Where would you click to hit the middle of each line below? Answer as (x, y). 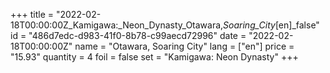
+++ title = (32, 14)
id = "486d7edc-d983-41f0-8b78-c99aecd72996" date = (128, 35)
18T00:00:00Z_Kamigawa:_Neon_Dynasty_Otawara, (117, 25)
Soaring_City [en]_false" (271, 25)
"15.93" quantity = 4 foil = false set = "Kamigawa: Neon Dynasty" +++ (154, 57)
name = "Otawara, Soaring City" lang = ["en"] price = (184, 46)
